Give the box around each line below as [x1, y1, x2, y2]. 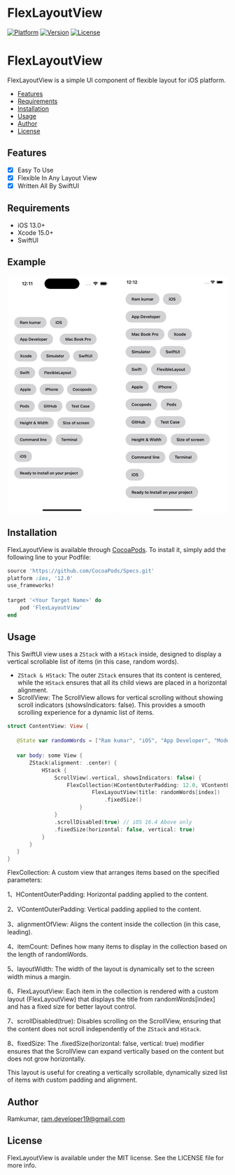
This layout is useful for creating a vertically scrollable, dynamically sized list [7, 1068, 228, 1077]
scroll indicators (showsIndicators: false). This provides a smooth [17, 700, 206, 709]
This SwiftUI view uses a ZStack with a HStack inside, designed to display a [7, 650, 222, 658]
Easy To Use [17, 166, 54, 174]
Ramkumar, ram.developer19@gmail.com [7, 1115, 126, 1123]
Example [7, 256, 46, 268]
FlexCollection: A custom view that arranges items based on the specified [7, 868, 220, 877]
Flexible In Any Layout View [17, 173, 97, 182]
